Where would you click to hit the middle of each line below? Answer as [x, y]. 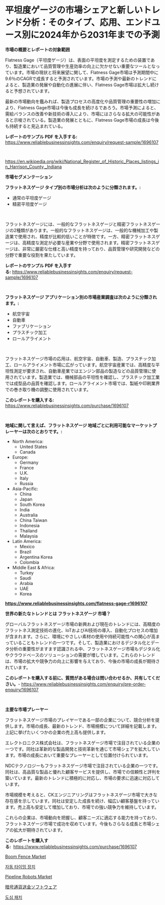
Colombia [29, 562]
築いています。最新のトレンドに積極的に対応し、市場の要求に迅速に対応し [80, 778]
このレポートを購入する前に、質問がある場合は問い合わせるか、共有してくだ [82, 678]
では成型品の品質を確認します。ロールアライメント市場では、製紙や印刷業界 [82, 383]
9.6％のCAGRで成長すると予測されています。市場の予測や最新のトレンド [79, 78]
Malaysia [29, 536]
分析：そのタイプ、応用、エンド [87, 23]
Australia [29, 515]
